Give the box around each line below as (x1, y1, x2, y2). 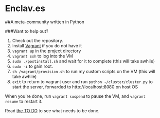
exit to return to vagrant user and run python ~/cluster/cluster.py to (12, 78, 153, 85)
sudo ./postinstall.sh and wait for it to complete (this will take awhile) (12, 58, 155, 64)
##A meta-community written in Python (5, 19, 85, 25)
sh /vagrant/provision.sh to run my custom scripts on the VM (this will (12, 68, 156, 74)
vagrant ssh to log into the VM (12, 53, 73, 59)
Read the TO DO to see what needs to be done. (5, 107, 100, 114)
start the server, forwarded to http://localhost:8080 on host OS (12, 84, 138, 89)
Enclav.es (5, 3, 45, 14)
